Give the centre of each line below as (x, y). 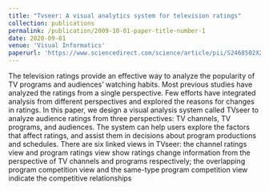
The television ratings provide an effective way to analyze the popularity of (132, 76)
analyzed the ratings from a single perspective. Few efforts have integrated (132, 93)
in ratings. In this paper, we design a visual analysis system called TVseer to (133, 110)
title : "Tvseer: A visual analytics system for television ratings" (125, 16)
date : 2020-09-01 (37, 38)
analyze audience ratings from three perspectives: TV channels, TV (119, 118)
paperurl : (25, 53)
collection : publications (51, 23)
